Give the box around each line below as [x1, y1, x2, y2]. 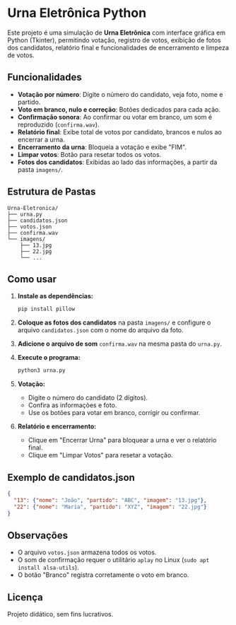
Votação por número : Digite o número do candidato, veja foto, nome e [17, 90, 223, 98]
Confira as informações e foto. [28, 401, 117, 409]
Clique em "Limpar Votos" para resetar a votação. [28, 451, 173, 460]
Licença [7, 591, 44, 603]
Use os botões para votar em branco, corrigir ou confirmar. [28, 409, 201, 417]
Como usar [7, 273, 57, 285]
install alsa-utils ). [17, 563, 79, 572]
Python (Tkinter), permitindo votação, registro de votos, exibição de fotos [7, 35, 221, 44]
